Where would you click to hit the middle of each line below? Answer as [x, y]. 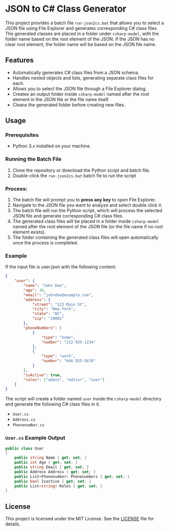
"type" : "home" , [58, 337]
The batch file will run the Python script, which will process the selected [87, 211]
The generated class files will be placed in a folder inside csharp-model [86, 221]
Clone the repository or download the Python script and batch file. [81, 170]
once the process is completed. [45, 243]
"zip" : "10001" [48, 319]
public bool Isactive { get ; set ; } [53, 481]
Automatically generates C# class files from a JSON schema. [76, 72]
